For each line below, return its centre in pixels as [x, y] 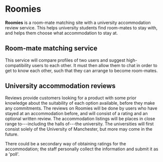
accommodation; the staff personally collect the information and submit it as [82, 149]
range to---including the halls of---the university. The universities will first [79, 124]
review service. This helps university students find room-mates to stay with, [81, 27]
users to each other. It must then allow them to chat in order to [95, 65]
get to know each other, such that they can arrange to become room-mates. [81, 70]
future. [12, 134]
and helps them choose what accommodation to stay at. [61, 33]
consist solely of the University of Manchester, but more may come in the [79, 129]
